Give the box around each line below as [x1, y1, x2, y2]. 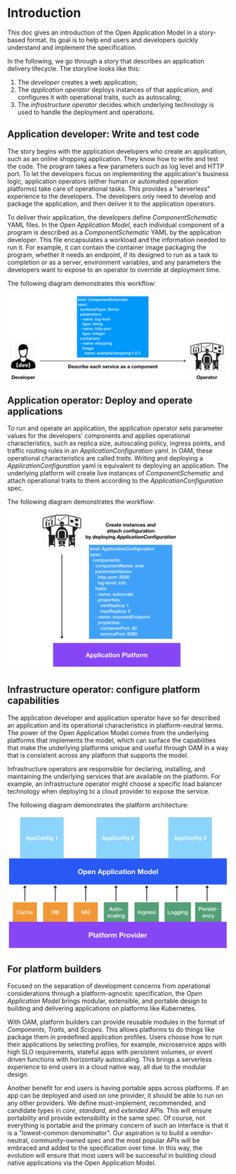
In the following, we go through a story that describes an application [7, 56, 205, 65]
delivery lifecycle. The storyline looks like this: [7, 64, 140, 73]
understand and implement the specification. [7, 43, 137, 51]
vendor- [190, 1129, 214, 1137]
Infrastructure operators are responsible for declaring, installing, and [7, 764, 206, 773]
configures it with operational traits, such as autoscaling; [17, 93, 182, 101]
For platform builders [7, 963, 102, 975]
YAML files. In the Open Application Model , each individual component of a [7, 220, 225, 229]
